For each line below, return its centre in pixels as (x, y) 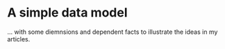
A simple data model (67, 13)
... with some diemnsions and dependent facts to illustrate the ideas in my (112, 32)
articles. (19, 39)
